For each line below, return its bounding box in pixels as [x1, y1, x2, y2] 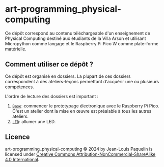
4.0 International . [5, 156, 40, 162]
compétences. [5, 84, 34, 90]
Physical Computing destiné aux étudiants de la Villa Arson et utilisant [5, 35, 146, 41]
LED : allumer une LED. [12, 118, 56, 124]
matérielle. [5, 46, 27, 52]
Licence [5, 133, 30, 141]
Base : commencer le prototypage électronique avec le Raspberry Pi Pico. [12, 102, 160, 109]
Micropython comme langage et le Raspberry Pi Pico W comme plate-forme [5, 40, 159, 46]
